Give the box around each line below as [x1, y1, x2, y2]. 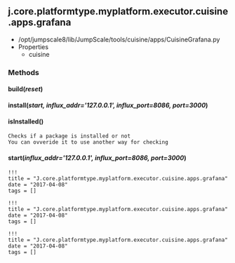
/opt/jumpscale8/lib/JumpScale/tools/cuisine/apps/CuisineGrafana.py [18, 35, 220, 43]
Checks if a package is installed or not [8, 133, 131, 140]
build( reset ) [8, 85, 43, 93]
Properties [18, 42, 48, 51]
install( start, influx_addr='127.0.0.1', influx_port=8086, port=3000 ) [8, 101, 208, 109]
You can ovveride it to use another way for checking [8, 139, 169, 146]
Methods [8, 67, 39, 77]
